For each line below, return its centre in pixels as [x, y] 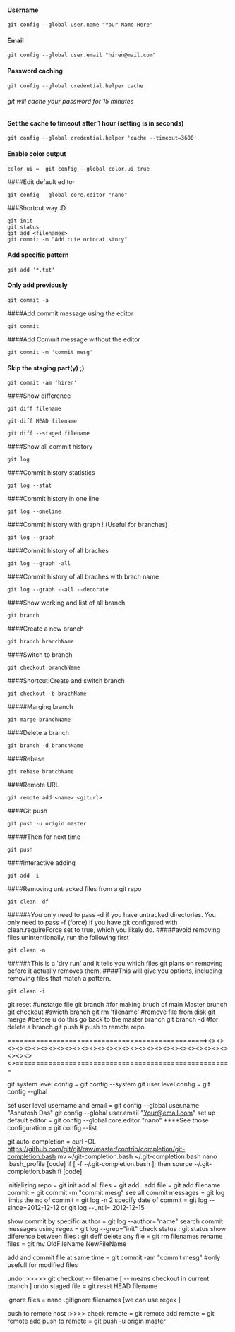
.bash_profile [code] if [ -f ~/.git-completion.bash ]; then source [100, 1164]
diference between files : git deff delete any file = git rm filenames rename [115, 1236]
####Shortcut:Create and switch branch [66, 681]
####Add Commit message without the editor [74, 339]
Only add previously [38, 285]
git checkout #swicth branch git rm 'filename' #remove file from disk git [112, 1012]
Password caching [35, 71]
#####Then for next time [44, 837]
